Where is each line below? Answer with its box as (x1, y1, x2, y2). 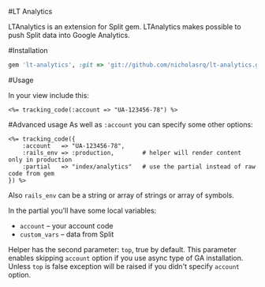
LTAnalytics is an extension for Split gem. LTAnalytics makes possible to (8, 22, 242, 31)
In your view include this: (8, 90, 89, 100)
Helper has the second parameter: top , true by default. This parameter (8, 244, 237, 254)
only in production (8, 156, 73, 164)
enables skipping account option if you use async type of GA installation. (8, 253, 244, 262)
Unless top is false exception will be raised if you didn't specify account (8, 261, 240, 271)
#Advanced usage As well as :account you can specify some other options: (8, 119, 254, 129)
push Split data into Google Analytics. (8, 31, 130, 40)
